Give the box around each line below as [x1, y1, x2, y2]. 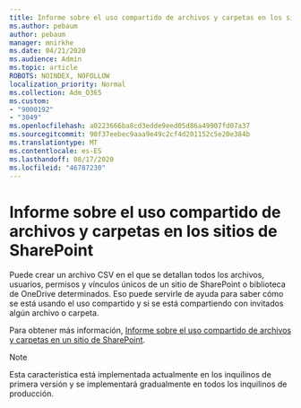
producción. [9, 388, 54, 399]
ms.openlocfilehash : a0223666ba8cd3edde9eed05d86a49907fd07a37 [9, 122, 251, 131]
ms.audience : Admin [9, 55, 82, 64]
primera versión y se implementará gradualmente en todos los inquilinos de [9, 378, 288, 390]
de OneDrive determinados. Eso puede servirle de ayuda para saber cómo [9, 289, 284, 299]
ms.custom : [9, 96, 50, 106]
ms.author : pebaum [9, 22, 78, 30]
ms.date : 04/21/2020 [9, 47, 87, 56]
